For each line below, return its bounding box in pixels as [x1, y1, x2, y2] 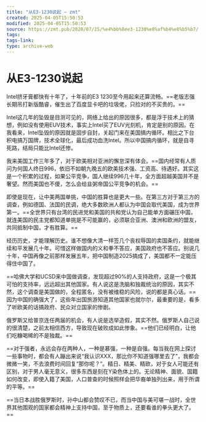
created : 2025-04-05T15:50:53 [6, 15, 84, 21]
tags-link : [6, 37, 34, 43]
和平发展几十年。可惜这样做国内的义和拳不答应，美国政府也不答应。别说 [11, 244, 194, 252]
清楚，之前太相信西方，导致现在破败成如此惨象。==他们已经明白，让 [17, 324, 191, 331]
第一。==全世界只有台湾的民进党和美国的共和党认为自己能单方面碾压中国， [6, 208, 196, 216]
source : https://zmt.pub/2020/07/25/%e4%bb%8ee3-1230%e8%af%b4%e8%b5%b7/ [6, 26, 199, 32]
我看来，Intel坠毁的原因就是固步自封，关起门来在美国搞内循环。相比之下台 [6, 129, 195, 136]
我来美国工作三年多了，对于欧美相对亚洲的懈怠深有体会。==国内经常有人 [6, 157, 191, 164]
